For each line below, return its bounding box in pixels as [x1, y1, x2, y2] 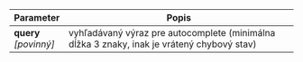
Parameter [14, 12, 60, 23]
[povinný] [14, 38, 56, 50]
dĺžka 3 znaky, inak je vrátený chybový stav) [68, 38, 257, 50]
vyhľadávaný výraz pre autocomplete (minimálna [68, 27, 276, 39]
